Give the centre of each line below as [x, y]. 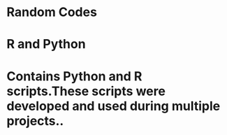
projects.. [35, 121]
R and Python [46, 44]
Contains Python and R [74, 76]
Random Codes [52, 12]
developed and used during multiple [113, 106]
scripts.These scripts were [86, 91]
